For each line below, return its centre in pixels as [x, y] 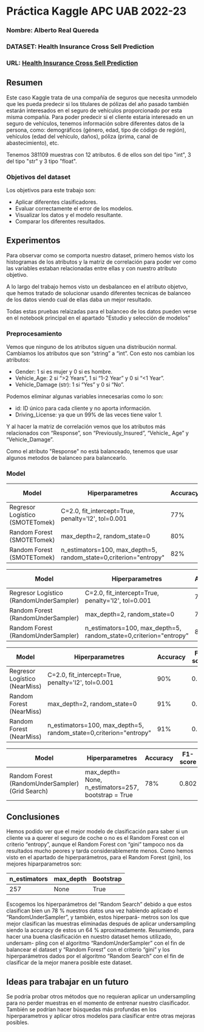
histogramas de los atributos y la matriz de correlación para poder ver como [101, 262]
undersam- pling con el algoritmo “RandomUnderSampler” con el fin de [96, 943]
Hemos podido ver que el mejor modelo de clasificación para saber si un [97, 831]
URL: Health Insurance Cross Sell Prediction [72, 63]
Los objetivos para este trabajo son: [51, 190]
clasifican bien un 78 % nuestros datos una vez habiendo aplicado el [92, 911]
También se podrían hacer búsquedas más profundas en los [81, 1009]
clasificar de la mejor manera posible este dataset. [69, 962]
